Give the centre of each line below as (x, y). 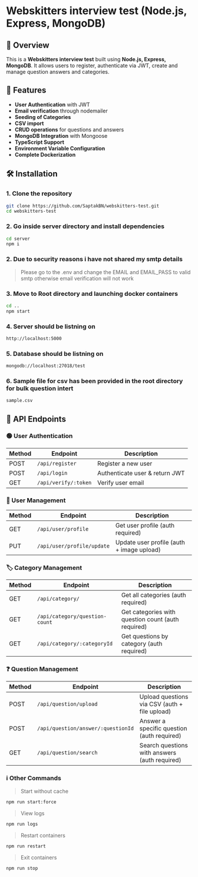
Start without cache (44, 792)
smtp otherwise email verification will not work (77, 278)
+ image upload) (138, 550)
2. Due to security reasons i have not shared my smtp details (94, 259)
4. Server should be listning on (51, 327)
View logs (32, 813)
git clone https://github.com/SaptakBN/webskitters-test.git (83, 206)
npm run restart (26, 846)
